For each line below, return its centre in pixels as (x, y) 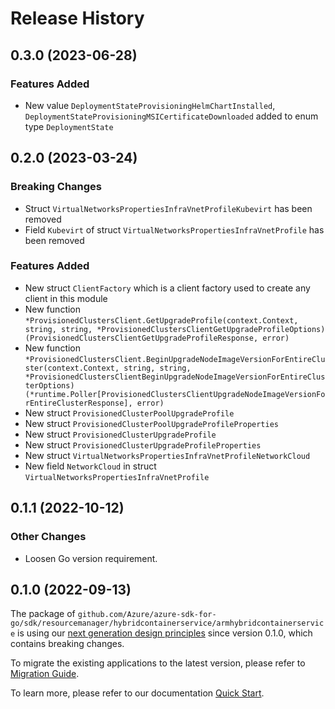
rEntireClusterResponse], (78, 403)
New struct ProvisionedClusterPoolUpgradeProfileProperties (151, 423)
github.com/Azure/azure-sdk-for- (147, 615)
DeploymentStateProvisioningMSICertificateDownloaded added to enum (171, 116)
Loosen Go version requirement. (91, 558)
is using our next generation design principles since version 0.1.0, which (165, 633)
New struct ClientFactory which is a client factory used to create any (167, 288)
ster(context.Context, (72, 368)
